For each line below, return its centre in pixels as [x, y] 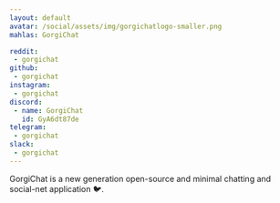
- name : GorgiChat [48, 110]
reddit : [24, 51]
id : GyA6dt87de [50, 119]
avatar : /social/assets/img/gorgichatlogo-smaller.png [116, 26]
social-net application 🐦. [57, 188]
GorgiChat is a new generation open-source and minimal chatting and [140, 178]
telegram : [28, 127]
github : [24, 68]
